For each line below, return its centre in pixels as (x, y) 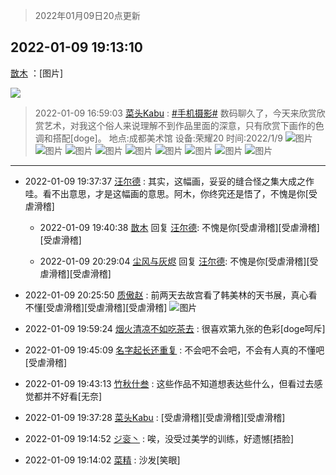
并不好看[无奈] (72, 396)
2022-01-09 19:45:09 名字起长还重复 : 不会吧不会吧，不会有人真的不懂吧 (174, 350)
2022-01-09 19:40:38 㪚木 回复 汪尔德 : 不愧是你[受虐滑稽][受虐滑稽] (179, 227)
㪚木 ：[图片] (37, 73)
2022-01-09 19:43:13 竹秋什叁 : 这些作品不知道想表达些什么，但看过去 (169, 383)
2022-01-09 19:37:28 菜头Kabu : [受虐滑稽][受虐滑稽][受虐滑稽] (155, 417)
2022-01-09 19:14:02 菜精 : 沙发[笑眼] (102, 460)
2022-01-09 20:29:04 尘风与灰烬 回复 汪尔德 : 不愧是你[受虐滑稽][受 (179, 261)
